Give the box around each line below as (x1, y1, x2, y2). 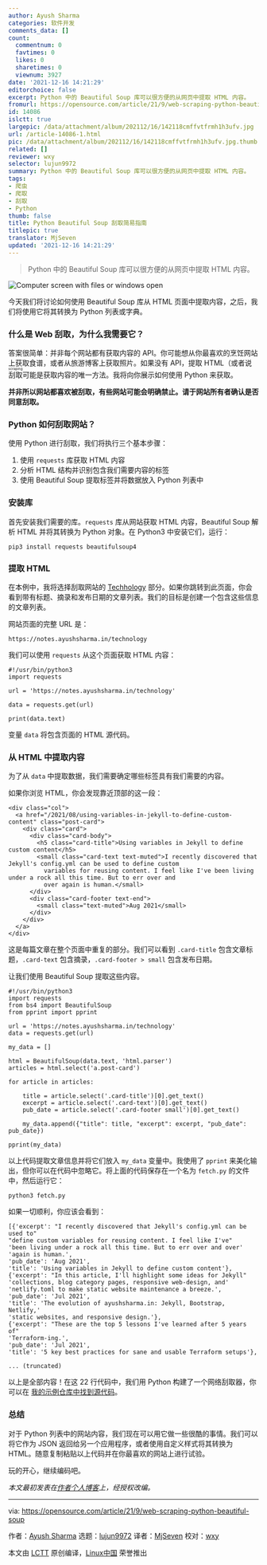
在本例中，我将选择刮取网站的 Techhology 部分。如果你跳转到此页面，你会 (8, 582, 253, 592)
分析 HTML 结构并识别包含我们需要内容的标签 (19, 466, 169, 475)
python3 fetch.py (8, 1192, 66, 1200)
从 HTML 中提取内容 (8, 751, 85, 762)
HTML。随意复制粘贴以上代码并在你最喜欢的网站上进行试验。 (8, 1449, 210, 1458)
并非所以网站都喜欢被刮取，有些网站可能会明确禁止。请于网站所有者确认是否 (8, 387, 259, 397)
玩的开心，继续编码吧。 (8, 1465, 85, 1475)
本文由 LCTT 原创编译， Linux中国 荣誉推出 (8, 1547, 148, 1557)
